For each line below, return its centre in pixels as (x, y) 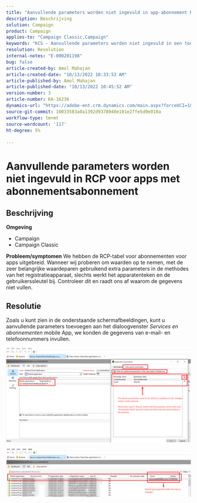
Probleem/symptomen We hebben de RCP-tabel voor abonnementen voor (96, 257)
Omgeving (19, 227)
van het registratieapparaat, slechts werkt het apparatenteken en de (88, 275)
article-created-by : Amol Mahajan (48, 68)
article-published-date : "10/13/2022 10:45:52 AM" (69, 87)
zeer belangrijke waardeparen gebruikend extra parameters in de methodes (97, 269)
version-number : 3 (28, 93)
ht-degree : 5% (23, 130)
